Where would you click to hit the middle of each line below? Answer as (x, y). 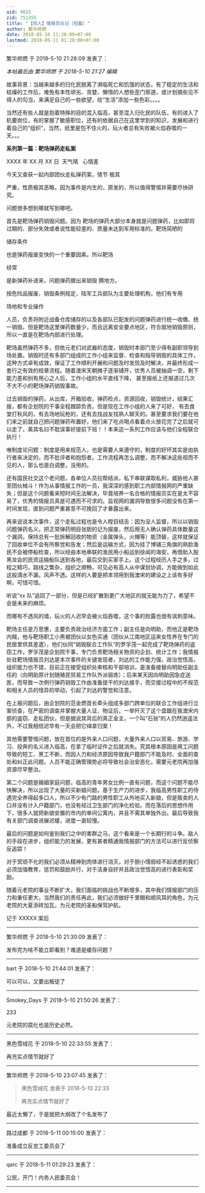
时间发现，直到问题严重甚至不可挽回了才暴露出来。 (70, 508)
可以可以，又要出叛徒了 (36, 981)
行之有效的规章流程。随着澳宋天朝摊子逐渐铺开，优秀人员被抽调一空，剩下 (105, 370)
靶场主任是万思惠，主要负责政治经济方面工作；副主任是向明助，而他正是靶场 (103, 629)
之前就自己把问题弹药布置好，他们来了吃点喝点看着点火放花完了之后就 (105, 421)
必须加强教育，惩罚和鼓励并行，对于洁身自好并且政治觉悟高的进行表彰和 (97, 869)
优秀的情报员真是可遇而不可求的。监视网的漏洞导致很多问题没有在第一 (110, 501)
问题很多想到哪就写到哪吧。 (41, 208)
